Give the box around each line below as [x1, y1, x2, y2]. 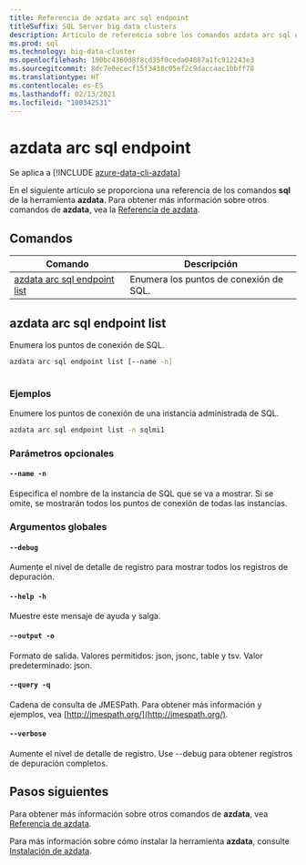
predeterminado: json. [9, 659, 93, 670]
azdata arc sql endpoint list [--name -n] [9, 357, 173, 366]
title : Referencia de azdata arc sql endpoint [9, 13, 189, 23]
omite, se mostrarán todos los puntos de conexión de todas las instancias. [9, 497, 288, 508]
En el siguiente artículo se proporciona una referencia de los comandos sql [9, 185, 291, 196]
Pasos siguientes [9, 784, 109, 799]
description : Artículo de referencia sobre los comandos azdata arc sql [9, 30, 291, 39]
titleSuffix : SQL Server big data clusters [9, 22, 178, 31]
